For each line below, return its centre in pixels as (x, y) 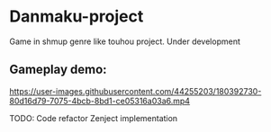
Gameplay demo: (58, 70)
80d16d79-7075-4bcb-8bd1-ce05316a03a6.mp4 (100, 101)
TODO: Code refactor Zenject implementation (94, 118)
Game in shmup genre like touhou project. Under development (125, 41)
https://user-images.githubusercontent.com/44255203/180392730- (135, 91)
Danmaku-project (77, 17)
